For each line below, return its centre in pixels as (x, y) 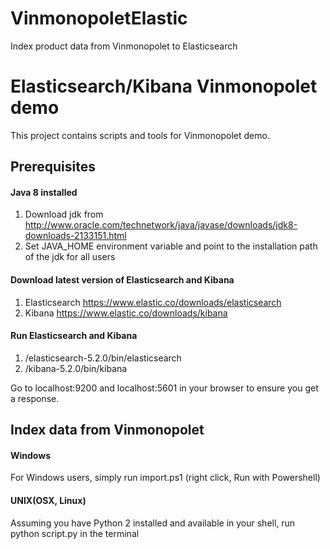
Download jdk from (64, 214)
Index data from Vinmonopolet (107, 430)
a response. (35, 398)
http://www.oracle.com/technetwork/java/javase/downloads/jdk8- (161, 225)
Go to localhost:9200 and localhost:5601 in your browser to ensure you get (164, 388)
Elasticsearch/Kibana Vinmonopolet (164, 86)
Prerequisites (53, 167)
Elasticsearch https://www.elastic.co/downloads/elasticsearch (153, 302)
